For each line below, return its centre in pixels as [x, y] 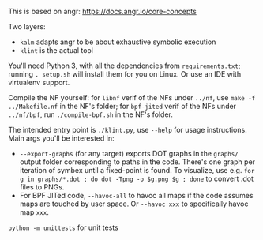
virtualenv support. [39, 82]
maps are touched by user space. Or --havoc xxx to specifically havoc [134, 204]
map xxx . [34, 212]
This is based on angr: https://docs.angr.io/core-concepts [103, 11]
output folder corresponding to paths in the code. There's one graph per [137, 162]
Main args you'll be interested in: [61, 138]
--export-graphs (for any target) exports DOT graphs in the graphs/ [129, 154]
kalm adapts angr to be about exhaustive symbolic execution [118, 42]
